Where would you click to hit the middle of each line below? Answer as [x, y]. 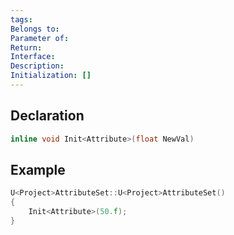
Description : [37, 66]
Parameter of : [40, 38]
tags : [21, 19]
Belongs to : [35, 29]
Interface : [33, 57]
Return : [26, 47]
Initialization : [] [51, 76]
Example [38, 169]
